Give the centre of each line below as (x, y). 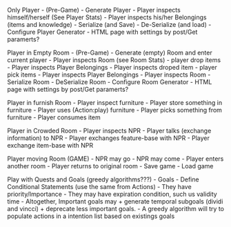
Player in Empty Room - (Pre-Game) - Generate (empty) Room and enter (110, 52)
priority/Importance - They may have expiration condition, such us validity (112, 194)
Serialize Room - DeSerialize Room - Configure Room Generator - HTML (110, 82)
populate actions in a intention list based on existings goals (91, 216)
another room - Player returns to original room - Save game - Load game (110, 166)
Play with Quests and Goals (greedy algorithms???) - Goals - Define (103, 179)
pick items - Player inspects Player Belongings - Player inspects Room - (109, 75)
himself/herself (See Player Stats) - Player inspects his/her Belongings (107, 17)
